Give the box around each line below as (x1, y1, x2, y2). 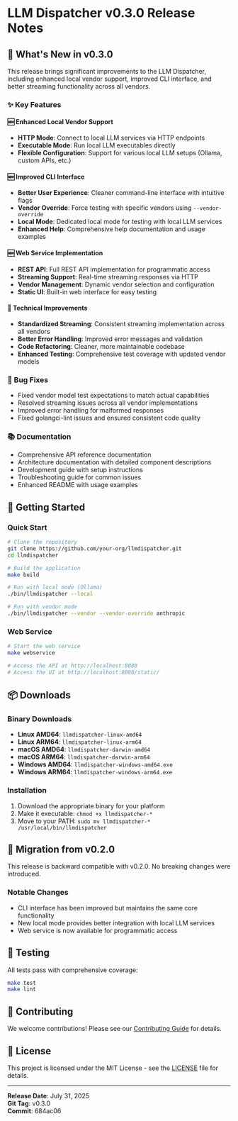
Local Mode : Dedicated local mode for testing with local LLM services (17, 218, 222, 226)
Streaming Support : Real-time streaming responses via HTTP (17, 272, 198, 281)
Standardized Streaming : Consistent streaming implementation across (17, 319, 225, 328)
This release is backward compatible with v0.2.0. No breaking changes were (7, 862, 231, 871)
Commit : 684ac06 (7, 1106, 62, 1115)
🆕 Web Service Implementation (7, 248, 103, 257)
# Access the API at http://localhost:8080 (7, 662, 138, 669)
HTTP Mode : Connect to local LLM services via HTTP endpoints (17, 133, 205, 143)
